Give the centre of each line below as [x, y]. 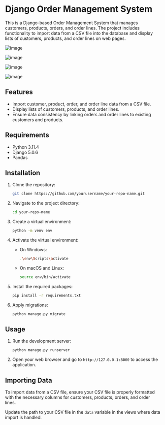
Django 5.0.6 [25, 152]
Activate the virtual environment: [45, 240]
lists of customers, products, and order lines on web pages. [66, 38]
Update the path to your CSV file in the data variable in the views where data [83, 412]
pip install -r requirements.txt [47, 295]
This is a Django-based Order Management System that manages [72, 23]
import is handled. [23, 417]
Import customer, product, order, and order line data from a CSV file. [82, 104]
